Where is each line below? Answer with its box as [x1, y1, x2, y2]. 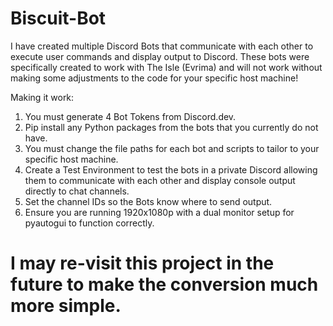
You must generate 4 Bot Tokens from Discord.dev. [24, 110, 237, 122]
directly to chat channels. [24, 185, 130, 197]
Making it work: [10, 91, 75, 103]
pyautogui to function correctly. [24, 217, 155, 229]
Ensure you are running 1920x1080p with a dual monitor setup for [24, 206, 295, 218]
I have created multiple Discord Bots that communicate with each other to [10, 40, 314, 52]
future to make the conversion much [10, 273, 319, 296]
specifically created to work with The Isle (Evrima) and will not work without [10, 61, 323, 73]
